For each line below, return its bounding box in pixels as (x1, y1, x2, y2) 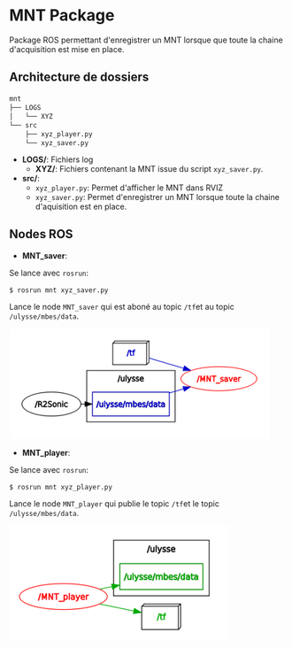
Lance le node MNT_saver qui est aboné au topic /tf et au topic (9, 301, 234, 312)
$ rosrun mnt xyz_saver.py (9, 285, 109, 295)
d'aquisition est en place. (35, 201, 127, 212)
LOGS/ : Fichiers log (21, 154, 94, 165)
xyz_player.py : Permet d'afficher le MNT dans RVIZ (35, 182, 224, 193)
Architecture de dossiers (9, 70, 150, 85)
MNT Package (9, 5, 115, 26)
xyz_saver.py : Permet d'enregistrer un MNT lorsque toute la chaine (35, 191, 280, 202)
